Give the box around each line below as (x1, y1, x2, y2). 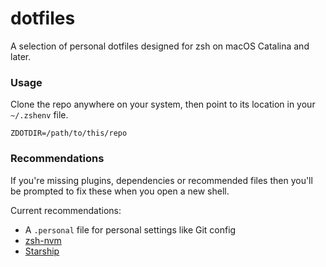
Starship (24, 245, 60, 257)
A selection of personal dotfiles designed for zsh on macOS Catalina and (10, 40, 310, 52)
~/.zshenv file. (10, 109, 69, 121)
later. (10, 50, 32, 62)
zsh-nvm (24, 234, 62, 246)
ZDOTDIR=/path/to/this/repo (10, 128, 128, 139)
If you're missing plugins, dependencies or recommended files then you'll (10, 174, 313, 186)
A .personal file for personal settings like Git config (24, 223, 237, 236)
